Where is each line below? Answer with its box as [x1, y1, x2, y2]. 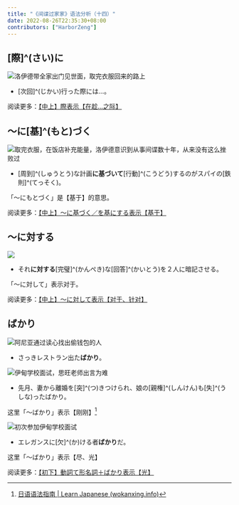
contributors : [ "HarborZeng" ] [7, 23, 97, 31]
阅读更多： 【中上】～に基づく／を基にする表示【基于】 [7, 208, 167, 217]
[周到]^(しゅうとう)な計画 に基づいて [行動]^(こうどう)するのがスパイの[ [17, 169, 225, 178]
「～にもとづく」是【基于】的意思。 [7, 193, 114, 201]
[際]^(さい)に [7, 51, 64, 64]
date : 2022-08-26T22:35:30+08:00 [7, 17, 107, 24]
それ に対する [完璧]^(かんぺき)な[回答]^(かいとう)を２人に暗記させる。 [17, 265, 223, 273]
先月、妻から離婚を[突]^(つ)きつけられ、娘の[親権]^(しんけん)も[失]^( [17, 383, 221, 392]
